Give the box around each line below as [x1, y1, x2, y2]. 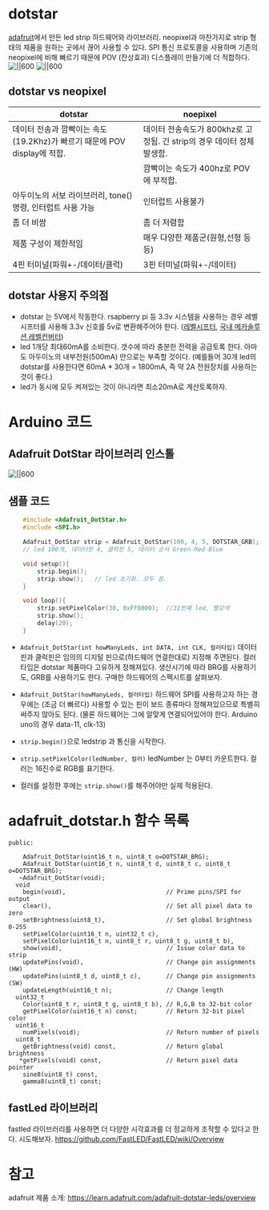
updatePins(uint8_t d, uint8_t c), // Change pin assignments [22, 972, 256, 980]
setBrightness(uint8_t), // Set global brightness [22, 916, 252, 924]
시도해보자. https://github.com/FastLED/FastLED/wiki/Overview [18, 1134, 225, 1143]
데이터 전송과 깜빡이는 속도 [12, 124, 108, 135]
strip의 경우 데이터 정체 [171, 136, 255, 147]
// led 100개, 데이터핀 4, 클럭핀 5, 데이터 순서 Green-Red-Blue [22, 546, 223, 554]
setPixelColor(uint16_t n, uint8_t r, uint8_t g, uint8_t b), [22, 936, 235, 945]
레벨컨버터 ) [28, 331, 64, 341]
